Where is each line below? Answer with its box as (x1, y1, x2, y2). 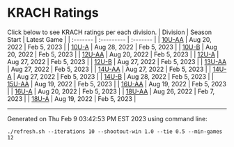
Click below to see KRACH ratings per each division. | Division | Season (7, 28, 212, 36)
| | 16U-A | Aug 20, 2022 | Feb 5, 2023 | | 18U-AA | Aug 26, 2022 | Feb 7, (7, 87, 215, 95)
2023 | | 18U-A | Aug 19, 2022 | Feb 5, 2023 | (7, 94, 136, 102)
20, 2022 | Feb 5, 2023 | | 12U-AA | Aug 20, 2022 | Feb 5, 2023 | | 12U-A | (7, 50, 219, 59)
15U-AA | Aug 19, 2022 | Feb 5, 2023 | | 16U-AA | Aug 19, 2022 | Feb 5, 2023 (7, 79, 226, 88)
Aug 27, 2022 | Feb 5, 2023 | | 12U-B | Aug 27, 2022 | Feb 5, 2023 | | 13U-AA (7, 57, 227, 65)
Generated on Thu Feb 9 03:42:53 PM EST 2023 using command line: (7, 114, 208, 123)
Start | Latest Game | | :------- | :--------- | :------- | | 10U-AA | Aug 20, (7, 35, 212, 43)
